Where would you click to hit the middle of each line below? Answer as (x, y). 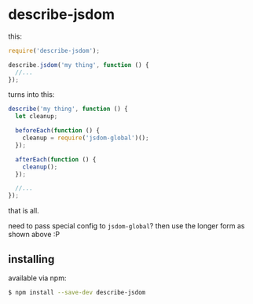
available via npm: (37, 278)
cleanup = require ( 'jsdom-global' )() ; (86, 138)
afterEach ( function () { (56, 159)
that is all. (24, 211)
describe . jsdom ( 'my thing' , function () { (79, 65)
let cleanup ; (37, 117)
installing (31, 259)
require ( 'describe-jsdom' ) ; (54, 50)
